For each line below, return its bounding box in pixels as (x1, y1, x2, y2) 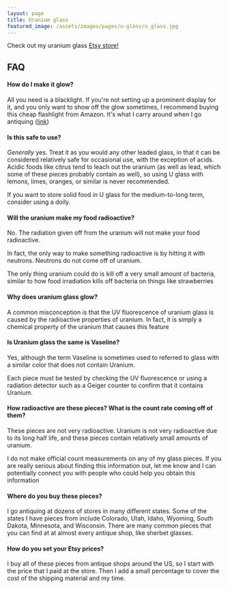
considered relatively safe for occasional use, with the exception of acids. (7, 155, 214, 164)
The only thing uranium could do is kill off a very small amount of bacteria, (7, 270, 216, 278)
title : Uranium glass (7, 16, 69, 23)
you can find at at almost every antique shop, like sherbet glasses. (7, 529, 193, 537)
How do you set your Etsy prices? (7, 545, 104, 553)
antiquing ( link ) (7, 117, 50, 125)
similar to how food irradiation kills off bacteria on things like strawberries (7, 277, 214, 285)
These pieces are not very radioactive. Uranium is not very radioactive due (7, 426, 217, 434)
